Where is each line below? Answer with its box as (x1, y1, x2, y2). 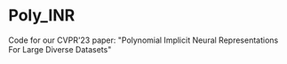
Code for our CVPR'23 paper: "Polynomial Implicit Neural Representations (8, 35, 279, 45)
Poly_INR (8, 5, 76, 26)
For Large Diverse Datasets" (8, 44, 112, 54)
